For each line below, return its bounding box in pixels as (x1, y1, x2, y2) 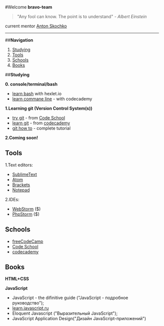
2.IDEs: (5, 196, 20, 202)
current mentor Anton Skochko (5, 23, 67, 29)
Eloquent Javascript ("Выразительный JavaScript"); (12, 310, 118, 316)
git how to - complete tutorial (12, 125, 71, 131)
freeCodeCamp (12, 238, 43, 244)
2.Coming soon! (5, 135, 38, 140)
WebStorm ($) (12, 206, 41, 212)
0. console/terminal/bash (5, 81, 58, 87)
